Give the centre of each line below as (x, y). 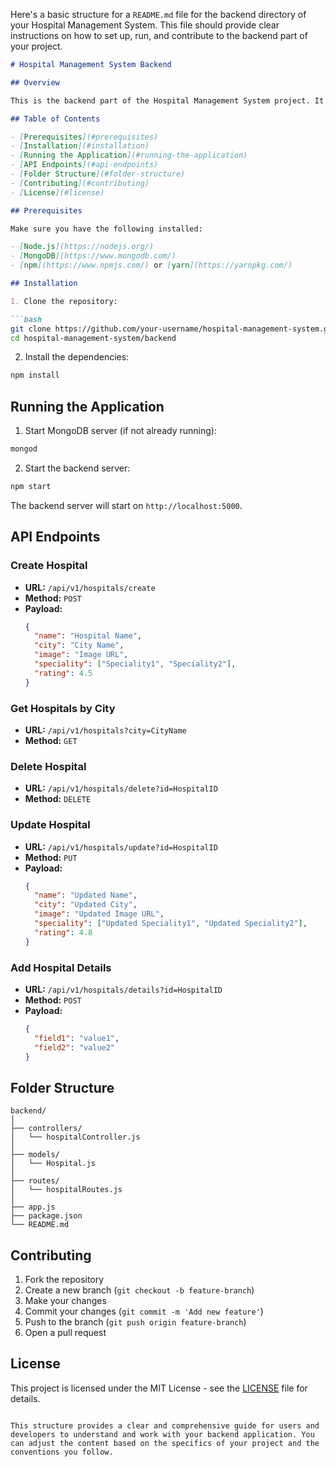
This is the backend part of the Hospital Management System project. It (167, 100)
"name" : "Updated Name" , (86, 895)
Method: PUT (51, 857)
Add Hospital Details (61, 967)
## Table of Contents (55, 119)
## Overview (35, 82)
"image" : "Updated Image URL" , (99, 914)
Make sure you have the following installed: (106, 229)
